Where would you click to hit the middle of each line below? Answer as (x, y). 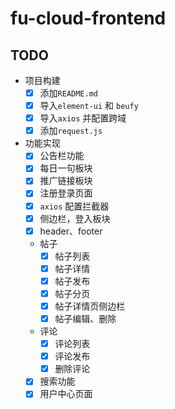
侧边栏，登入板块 (75, 218)
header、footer (71, 231)
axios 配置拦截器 (74, 206)
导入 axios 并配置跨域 (83, 118)
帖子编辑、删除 (85, 318)
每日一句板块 (66, 168)
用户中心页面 (66, 394)
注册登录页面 (66, 193)
